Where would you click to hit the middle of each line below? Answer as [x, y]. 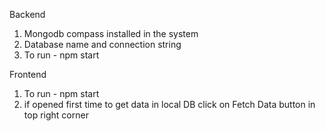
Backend [27, 14]
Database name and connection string [102, 44]
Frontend [28, 74]
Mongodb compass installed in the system [111, 33]
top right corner [56, 115]
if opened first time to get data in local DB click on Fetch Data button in [169, 104]
